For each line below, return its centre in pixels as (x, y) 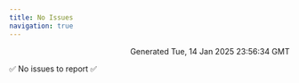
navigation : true (41, 26)
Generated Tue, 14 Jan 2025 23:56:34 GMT (210, 51)
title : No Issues (41, 17)
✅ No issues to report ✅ (53, 69)
